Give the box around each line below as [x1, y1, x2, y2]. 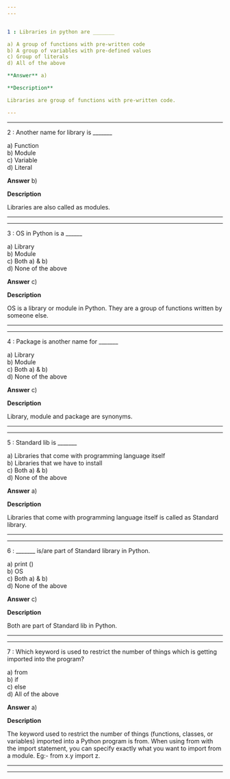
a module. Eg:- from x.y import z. [7, 751, 101, 760]
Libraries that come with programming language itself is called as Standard [7, 513, 219, 521]
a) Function [7, 141, 39, 149]
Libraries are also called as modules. [7, 203, 111, 211]
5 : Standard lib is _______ [7, 438, 77, 446]
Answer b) [7, 176, 38, 185]
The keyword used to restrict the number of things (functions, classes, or [7, 730, 214, 738]
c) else [7, 682, 26, 691]
